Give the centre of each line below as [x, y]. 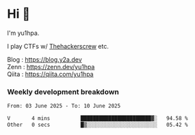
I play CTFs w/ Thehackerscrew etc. [58, 46]
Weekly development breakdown [63, 92]
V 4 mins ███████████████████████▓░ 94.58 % [97, 119]
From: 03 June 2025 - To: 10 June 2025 [64, 106]
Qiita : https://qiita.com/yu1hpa [50, 74]
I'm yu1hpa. [23, 33]
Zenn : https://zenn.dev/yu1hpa [51, 66]
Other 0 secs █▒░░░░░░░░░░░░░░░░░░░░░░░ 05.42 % [97, 125]
